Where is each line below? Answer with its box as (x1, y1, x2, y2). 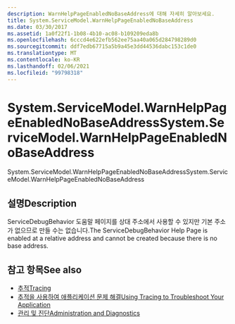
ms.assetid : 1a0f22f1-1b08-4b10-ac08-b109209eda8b (7, 30, 159, 37)
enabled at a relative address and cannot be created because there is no (7, 234, 218, 243)
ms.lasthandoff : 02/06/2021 (7, 63, 90, 70)
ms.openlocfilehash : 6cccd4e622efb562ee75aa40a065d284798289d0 (7, 37, 197, 44)
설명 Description (7, 197, 77, 209)
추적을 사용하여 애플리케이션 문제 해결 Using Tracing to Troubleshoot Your (17, 293, 224, 301)
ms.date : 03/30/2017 (7, 23, 68, 30)
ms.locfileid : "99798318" (7, 69, 83, 76)
